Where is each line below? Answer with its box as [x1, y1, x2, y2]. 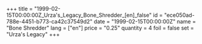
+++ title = [6, 5, 34, 12]
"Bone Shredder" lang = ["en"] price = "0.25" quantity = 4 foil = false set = [6, 24, 194, 31]
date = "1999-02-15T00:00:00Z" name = [93, 18, 197, 25]
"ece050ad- [164, 11, 195, 19]
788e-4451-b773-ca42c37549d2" [6, 18, 93, 25]
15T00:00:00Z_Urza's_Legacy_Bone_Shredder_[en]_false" [6, 11, 152, 19]
